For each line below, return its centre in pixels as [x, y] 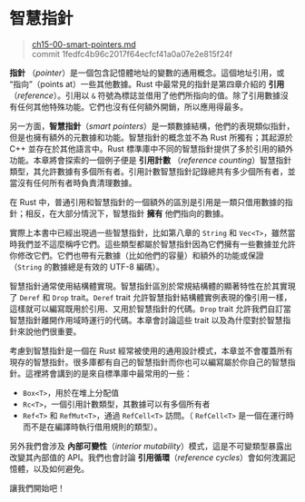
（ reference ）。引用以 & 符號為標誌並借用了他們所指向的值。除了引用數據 [145, 95]
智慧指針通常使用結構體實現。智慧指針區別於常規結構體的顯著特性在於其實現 [152, 286]
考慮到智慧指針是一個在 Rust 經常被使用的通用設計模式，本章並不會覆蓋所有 [151, 350]
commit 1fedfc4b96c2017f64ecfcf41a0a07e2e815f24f [132, 54]
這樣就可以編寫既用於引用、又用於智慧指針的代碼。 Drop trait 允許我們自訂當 [151, 309]
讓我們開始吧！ [37, 487]
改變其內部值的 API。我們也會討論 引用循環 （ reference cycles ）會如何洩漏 [148, 457]
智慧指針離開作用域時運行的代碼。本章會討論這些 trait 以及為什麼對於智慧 [146, 320]
